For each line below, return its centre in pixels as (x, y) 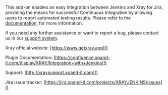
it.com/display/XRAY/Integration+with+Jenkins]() (56, 63)
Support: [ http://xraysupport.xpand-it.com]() (52, 72)
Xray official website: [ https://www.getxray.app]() (57, 48)
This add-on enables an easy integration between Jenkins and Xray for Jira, (84, 7)
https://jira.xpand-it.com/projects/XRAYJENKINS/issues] (104, 82)
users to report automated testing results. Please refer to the (68, 18)
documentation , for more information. (44, 23)
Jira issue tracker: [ (25, 82)
